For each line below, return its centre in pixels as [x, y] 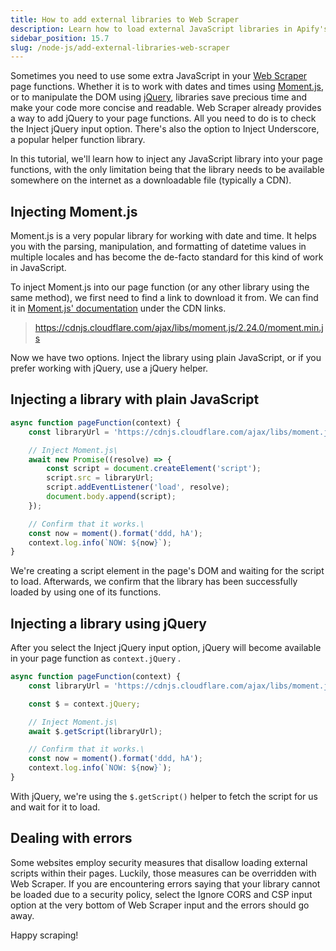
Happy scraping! [44, 935]
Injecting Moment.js [74, 211]
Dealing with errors [71, 838]
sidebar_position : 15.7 [60, 38]
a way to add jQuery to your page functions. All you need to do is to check [163, 118]
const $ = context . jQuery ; [84, 704]
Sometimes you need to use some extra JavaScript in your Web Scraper [159, 76]
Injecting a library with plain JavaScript [135, 399]
